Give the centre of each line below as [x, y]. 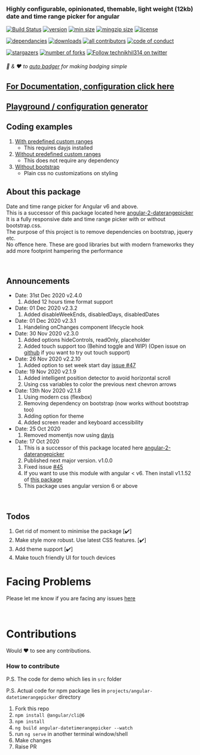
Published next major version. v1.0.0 [68, 461]
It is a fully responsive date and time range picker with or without [86, 219]
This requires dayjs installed [58, 148]
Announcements [38, 281]
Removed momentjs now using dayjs [69, 435]
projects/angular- [130, 691]
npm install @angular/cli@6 [50, 716]
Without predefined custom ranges [58, 154]
